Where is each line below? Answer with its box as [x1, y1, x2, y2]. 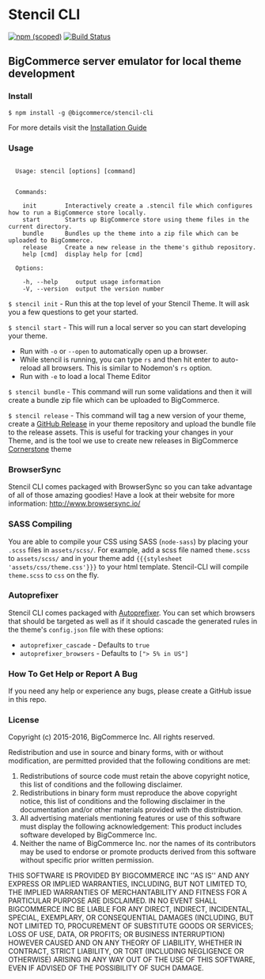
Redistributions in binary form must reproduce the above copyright [19, 788, 237, 798]
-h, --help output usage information [22, 278, 161, 286]
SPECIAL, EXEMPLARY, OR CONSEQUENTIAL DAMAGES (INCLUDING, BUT [8, 913, 255, 923]
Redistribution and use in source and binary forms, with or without [8, 748, 224, 757]
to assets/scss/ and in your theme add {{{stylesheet [8, 553, 183, 563]
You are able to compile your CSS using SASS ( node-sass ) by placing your [8, 537, 249, 546]
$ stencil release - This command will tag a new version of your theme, [8, 410, 247, 420]
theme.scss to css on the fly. [8, 570, 100, 579]
